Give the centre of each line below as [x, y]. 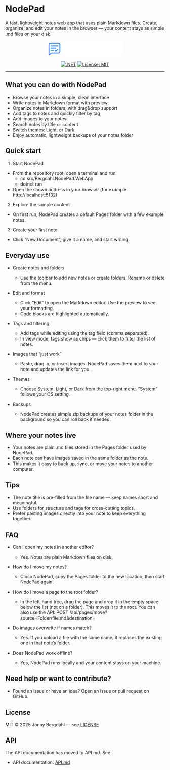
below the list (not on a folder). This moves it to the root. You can [88, 607]
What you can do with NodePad [56, 85]
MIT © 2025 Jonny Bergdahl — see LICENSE [52, 724]
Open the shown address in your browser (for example [70, 189]
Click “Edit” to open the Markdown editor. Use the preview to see [88, 302]
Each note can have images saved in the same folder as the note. [80, 458]
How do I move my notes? [40, 567]
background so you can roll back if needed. [66, 419]
